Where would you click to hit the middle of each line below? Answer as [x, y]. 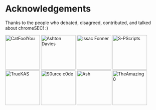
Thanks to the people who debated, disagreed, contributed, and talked [78, 23]
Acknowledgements [48, 9]
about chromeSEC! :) [27, 28]
